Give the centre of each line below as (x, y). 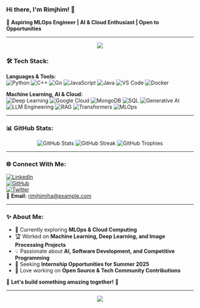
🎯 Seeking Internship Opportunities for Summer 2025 (82, 264)
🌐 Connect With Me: (36, 164)
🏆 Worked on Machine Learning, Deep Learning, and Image (90, 236)
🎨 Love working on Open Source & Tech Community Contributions (98, 271)
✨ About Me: (25, 217)
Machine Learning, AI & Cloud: (45, 94)
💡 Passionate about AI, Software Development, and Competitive (95, 251)
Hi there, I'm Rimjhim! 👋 (41, 9)
